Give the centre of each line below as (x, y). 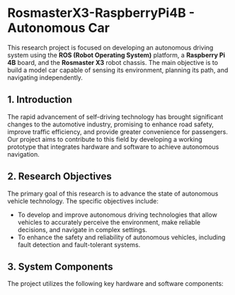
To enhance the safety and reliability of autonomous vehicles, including (121, 237)
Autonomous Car (58, 28)
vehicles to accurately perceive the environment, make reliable (109, 222)
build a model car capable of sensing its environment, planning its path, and (118, 70)
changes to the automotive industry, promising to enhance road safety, (110, 124)
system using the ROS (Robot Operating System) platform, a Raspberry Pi (116, 55)
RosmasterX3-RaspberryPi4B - (101, 13)
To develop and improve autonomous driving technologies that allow (117, 215)
